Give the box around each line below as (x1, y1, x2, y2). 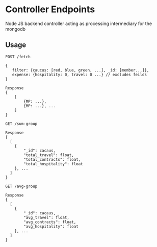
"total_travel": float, (23, 152, 74, 158)
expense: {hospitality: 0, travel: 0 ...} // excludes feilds (12, 72, 147, 77)
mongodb (5, 26, 26, 32)
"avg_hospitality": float (23, 224, 79, 229)
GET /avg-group (5, 184, 38, 189)
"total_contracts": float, (23, 157, 81, 162)
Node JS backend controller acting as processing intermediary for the (5, 20, 152, 27)
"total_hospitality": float (23, 161, 83, 166)
